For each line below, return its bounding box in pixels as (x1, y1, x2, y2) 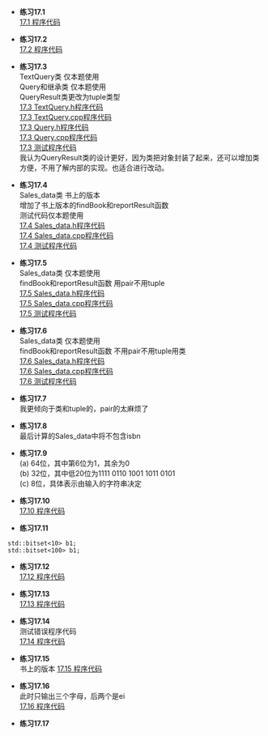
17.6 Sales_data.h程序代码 (19, 356, 105, 366)
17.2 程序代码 (19, 45, 63, 54)
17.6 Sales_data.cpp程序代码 (19, 367, 114, 376)
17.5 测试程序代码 (19, 308, 77, 318)
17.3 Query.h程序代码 (19, 122, 90, 132)
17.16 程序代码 (19, 701, 66, 711)
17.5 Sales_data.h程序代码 (19, 288, 105, 298)
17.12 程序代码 (19, 572, 66, 581)
